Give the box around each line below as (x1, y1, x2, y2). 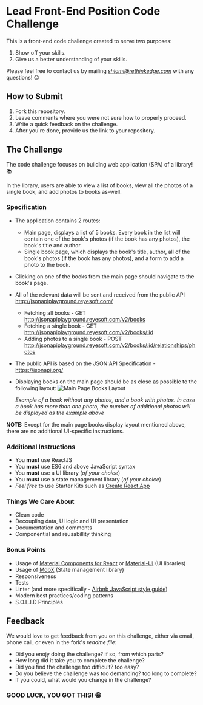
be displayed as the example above (15, 409, 104, 416)
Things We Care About (6, 497, 75, 506)
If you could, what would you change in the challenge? (15, 676, 151, 683)
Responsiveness (15, 573, 56, 580)
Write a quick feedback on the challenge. (15, 120, 118, 128)
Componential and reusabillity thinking (15, 531, 111, 538)
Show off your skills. (15, 49, 66, 56)
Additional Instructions (6, 442, 76, 451)
